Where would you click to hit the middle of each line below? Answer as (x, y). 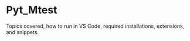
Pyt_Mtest (32, 10)
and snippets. (23, 32)
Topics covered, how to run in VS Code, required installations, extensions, (95, 26)
